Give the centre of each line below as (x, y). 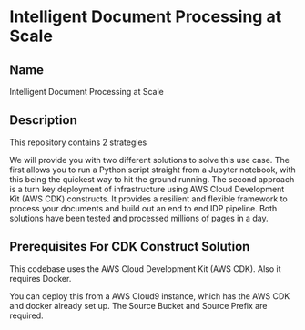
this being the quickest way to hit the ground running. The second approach (152, 179)
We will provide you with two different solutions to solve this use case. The (149, 160)
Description (43, 120)
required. (26, 315)
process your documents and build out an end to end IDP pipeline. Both (143, 208)
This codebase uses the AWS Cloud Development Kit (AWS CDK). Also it (145, 268)
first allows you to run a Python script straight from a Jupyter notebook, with (152, 170)
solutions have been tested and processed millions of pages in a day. (139, 218)
